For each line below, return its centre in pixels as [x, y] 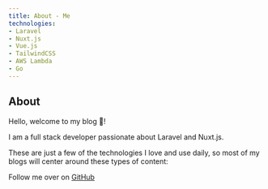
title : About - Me [39, 16]
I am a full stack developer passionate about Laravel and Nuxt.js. [116, 137]
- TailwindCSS [32, 54]
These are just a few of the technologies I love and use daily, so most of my [134, 152]
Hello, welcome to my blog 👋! [57, 121]
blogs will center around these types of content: [88, 161]
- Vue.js [23, 46]
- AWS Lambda [30, 62]
